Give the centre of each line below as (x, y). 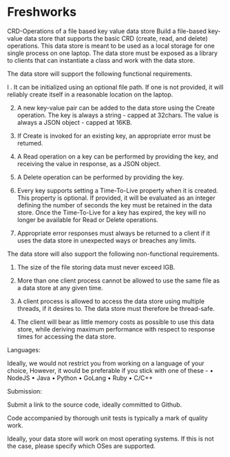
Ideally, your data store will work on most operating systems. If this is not (111, 438)
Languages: (24, 349)
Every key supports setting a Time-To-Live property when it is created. (117, 190)
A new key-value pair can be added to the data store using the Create (116, 108)
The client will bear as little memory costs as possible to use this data (116, 322)
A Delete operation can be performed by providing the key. (101, 177)
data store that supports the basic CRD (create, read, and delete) (116, 38)
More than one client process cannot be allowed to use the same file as (118, 281)
